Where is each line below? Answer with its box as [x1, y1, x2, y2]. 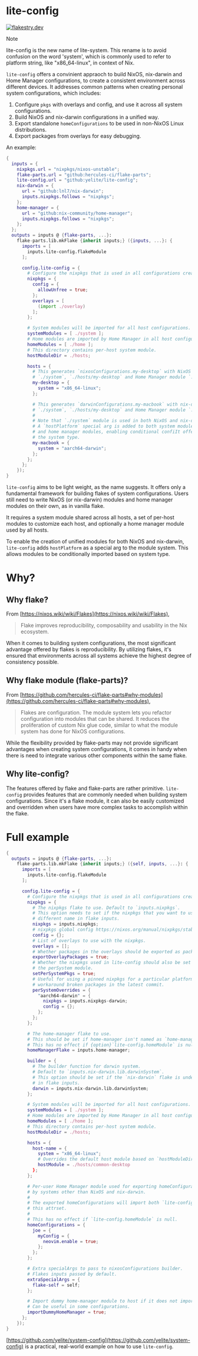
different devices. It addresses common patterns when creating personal [6, 83, 183, 90]
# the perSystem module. [32, 965, 94, 971]
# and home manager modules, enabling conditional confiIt [32, 429, 181, 435]
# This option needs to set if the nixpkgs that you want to [32, 910, 186, 916]
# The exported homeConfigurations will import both [27, 1200, 160, 1206]
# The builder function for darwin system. [32, 1063, 141, 1070]
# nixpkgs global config [32, 927, 94, 933]
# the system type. [32, 435, 81, 441]
